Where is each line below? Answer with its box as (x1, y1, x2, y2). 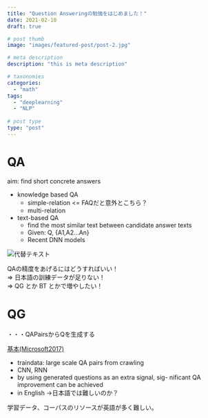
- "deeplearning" (13, 99, 63, 106)
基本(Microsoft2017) (7, 344, 64, 352)
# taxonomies (7, 73, 45, 80)
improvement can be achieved (17, 380, 103, 388)
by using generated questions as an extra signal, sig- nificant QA (17, 373, 201, 381)
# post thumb (7, 35, 45, 42)
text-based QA (17, 213, 59, 221)
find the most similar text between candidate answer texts (27, 221, 192, 229)
